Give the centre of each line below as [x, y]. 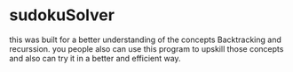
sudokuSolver [62, 15]
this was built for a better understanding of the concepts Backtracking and [145, 40]
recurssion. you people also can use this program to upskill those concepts [146, 48]
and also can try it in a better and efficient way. [95, 58]
